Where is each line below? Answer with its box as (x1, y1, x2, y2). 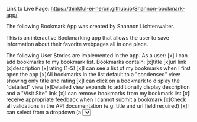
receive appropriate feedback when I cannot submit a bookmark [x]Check (6, 96, 186, 103)
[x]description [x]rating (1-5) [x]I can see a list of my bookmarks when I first (6, 65, 191, 72)
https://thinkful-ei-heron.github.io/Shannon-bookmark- (50, 5, 185, 12)
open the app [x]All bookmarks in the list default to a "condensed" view (6, 71, 180, 78)
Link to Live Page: (6, 5, 50, 12)
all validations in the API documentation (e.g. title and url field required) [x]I (6, 102, 189, 109)
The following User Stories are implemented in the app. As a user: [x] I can (6, 52, 188, 59)
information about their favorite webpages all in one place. (6, 41, 148, 47)
